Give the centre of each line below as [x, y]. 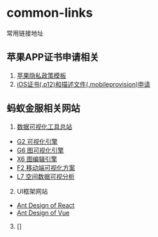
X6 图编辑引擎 [37, 159]
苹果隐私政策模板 [41, 76]
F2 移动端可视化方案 [46, 167]
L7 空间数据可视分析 [45, 176]
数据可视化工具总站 [44, 127]
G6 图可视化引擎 [40, 150]
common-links [50, 13]
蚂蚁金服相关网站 [43, 109]
